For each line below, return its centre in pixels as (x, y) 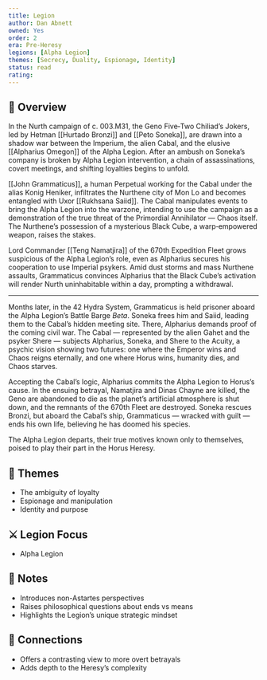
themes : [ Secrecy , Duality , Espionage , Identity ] (92, 61)
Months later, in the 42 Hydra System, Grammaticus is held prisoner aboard (132, 307)
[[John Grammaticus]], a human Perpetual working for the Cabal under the (130, 184)
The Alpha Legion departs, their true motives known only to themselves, (126, 440)
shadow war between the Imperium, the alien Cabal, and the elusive (119, 143)
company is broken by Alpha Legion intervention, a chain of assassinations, (132, 160)
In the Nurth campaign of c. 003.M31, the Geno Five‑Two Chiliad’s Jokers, (129, 126)
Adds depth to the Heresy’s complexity (83, 667)
